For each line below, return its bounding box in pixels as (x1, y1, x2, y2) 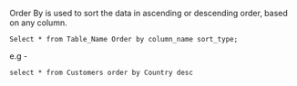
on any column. (9, 17, 67, 28)
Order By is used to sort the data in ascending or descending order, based (9, 8, 289, 18)
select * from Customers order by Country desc (9, 68, 194, 77)
